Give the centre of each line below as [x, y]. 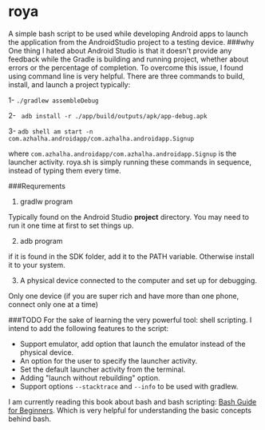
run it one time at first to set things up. [71, 225]
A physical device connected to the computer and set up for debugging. [138, 280]
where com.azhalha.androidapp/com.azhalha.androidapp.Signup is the [123, 153]
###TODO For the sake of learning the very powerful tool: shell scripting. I [130, 320]
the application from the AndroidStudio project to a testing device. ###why [131, 42]
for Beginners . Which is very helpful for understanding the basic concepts [130, 410]
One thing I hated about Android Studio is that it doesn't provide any [120, 50]
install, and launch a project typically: [69, 84]
